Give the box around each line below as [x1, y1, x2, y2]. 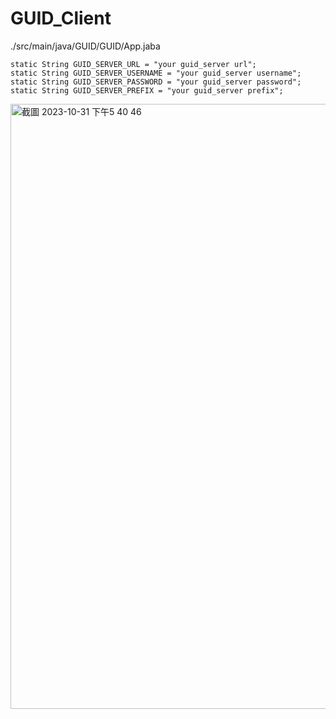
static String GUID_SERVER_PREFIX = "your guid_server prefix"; [10, 85, 284, 96]
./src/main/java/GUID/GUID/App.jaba [10, 40, 161, 52]
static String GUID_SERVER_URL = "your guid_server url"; [10, 59, 257, 69]
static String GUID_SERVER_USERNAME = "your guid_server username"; [10, 68, 302, 78]
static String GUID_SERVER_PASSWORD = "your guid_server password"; [10, 77, 302, 87]
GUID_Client [10, 7, 112, 30]
